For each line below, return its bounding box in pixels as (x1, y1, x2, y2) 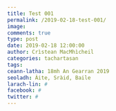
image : (7, 23, 26, 30)
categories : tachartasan (7, 55, 79, 62)
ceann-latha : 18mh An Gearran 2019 (7, 68, 110, 74)
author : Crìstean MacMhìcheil (7, 49, 95, 56)
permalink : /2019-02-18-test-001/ (7, 17, 107, 23)
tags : (7, 61, 23, 68)
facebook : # (7, 87, 41, 94)
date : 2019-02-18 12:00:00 (7, 42, 85, 49)
